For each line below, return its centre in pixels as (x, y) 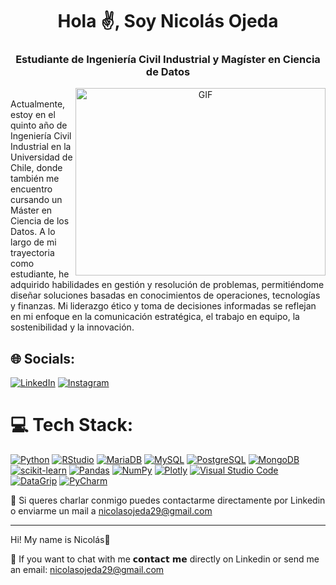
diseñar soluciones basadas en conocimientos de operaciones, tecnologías (165, 295)
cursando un (36, 200)
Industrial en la (41, 147)
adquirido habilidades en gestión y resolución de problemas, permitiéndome (167, 285)
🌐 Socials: (43, 358)
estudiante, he (40, 274)
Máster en (31, 210)
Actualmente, (38, 104)
